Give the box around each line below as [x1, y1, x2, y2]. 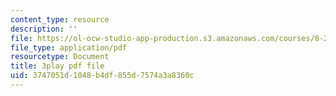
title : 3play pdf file [10, 61, 105, 71]
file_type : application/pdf [10, 42, 128, 53]
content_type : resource [10, 14, 110, 25]
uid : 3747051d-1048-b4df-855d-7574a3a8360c [10, 71, 195, 81]
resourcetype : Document [10, 52, 110, 62]
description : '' [10, 24, 78, 34]
